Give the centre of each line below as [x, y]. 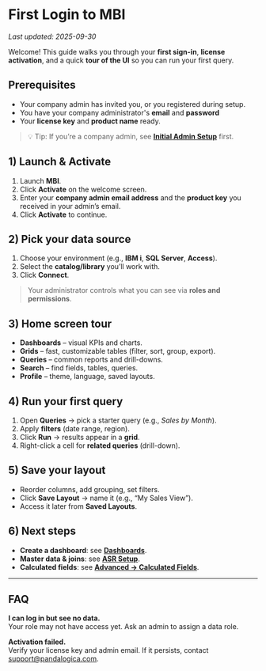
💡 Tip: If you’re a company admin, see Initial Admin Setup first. [131, 136]
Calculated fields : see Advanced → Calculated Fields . [109, 567]
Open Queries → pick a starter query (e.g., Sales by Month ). [118, 420]
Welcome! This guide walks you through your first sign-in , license [117, 51]
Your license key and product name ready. [90, 121]
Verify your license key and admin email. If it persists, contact [108, 650]
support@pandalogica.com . [53, 659]
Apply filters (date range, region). [75, 428]
